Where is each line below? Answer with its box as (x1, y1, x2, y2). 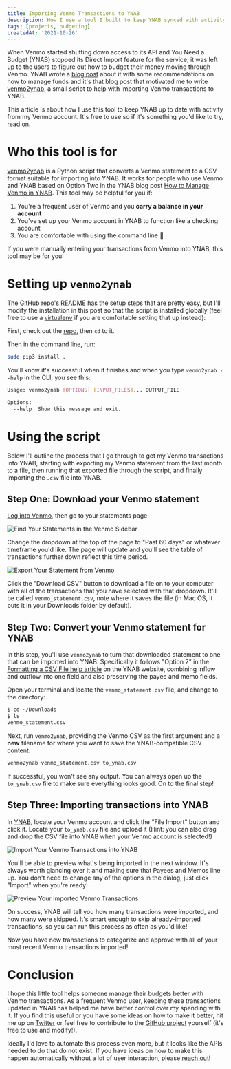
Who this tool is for (7, 144, 118, 160)
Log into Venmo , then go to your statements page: (7, 511, 150, 520)
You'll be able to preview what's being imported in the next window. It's (7, 858, 209, 867)
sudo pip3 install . (7, 354, 67, 361)
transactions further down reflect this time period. (7, 553, 148, 561)
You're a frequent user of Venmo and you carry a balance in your (16, 202, 203, 211)
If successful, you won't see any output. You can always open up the (7, 772, 203, 780)
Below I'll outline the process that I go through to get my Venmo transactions (7, 452, 224, 460)
